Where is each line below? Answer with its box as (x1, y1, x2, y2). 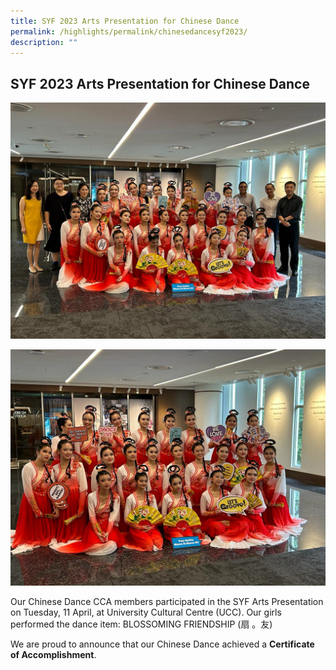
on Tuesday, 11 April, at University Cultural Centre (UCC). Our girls (10, 606, 282, 619)
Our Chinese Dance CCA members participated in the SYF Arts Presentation (10, 596, 324, 608)
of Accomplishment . (10, 649, 97, 661)
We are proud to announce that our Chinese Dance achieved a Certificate (10, 638, 315, 650)
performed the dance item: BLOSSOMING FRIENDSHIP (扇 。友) (10, 618, 273, 630)
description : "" (10, 37, 78, 47)
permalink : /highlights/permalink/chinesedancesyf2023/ (10, 26, 248, 37)
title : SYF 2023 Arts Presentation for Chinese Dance (10, 16, 240, 26)
